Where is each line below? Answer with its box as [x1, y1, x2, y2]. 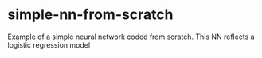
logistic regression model [7, 40, 91, 49]
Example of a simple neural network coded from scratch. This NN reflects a [7, 32, 256, 41]
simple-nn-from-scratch [7, 6, 174, 24]
